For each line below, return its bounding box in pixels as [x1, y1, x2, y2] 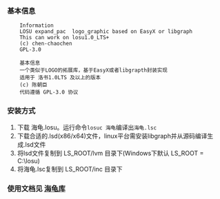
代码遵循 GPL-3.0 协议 [19, 89, 79, 96]
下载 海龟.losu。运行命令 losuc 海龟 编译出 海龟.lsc [17, 123, 157, 132]
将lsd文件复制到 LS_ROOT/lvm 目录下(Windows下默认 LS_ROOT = [17, 149, 204, 157]
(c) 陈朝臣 [19, 81, 48, 89]
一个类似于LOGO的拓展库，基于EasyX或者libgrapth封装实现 [19, 67, 168, 74]
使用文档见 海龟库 [7, 184, 66, 193]
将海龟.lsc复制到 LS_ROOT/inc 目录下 [17, 165, 123, 173]
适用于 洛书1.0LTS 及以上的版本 [19, 74, 101, 81]
